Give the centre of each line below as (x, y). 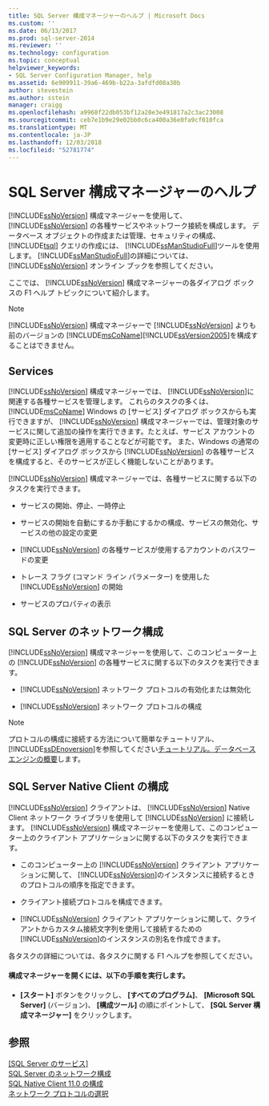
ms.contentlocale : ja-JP (50, 135)
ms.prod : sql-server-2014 (51, 38)
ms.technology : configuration (59, 53)
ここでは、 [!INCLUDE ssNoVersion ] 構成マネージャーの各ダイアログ (120, 283)
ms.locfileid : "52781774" (51, 150)
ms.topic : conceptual (44, 61)
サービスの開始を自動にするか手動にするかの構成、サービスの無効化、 (136, 523)
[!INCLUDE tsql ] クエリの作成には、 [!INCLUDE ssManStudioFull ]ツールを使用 (134, 246)
